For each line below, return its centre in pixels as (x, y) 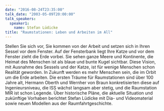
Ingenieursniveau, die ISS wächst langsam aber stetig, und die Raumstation (81, 88)
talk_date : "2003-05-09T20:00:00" (40, 14)
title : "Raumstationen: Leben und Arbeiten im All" (59, 32)
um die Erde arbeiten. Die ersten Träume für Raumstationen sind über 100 (79, 77)
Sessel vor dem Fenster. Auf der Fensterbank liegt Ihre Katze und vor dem (80, 51)
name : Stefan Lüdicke (36, 28)
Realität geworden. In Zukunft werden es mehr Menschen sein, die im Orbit (81, 72)
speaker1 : (19, 23)
